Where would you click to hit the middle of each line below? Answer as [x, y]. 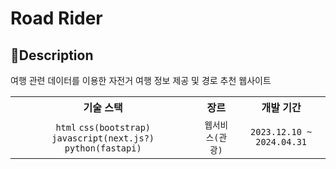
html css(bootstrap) [103, 127]
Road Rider [56, 18]
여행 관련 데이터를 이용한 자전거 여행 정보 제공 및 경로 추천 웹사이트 [141, 80]
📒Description [52, 55]
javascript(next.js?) [103, 138]
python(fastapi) [103, 148]
